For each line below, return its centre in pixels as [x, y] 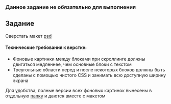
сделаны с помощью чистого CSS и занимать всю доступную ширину [89, 75]
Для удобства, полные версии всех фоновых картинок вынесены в [79, 90]
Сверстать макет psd [29, 36]
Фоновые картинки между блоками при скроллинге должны [79, 59]
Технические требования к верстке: [46, 47]
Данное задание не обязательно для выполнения [71, 7]
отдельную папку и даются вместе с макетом [55, 96]
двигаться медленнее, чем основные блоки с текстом [72, 64]
